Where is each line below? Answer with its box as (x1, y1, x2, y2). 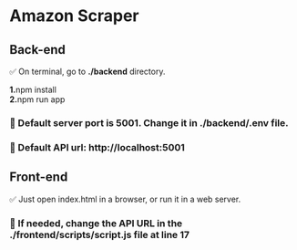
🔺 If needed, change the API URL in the (9, 216, 183, 229)
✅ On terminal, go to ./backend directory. (9, 66, 166, 77)
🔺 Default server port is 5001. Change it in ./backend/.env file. (9, 116, 289, 129)
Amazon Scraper (9, 5, 139, 26)
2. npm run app (9, 94, 66, 105)
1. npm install (9, 84, 57, 95)
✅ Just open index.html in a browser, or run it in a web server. (9, 193, 241, 204)
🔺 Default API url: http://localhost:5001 (9, 141, 185, 153)
